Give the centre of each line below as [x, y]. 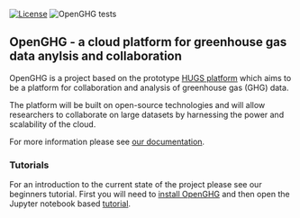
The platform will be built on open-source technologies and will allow [137, 104]
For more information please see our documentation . [107, 141]
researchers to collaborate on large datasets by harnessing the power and [147, 114]
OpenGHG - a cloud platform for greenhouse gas [148, 42]
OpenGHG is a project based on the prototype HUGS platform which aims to [150, 77]
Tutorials [29, 165]
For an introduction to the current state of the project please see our [136, 185]
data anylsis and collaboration [96, 56]
